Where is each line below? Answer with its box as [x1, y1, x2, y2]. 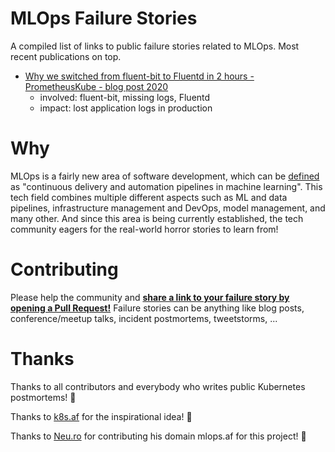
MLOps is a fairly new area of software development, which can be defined [10, 170, 320, 182]
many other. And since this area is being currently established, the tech [10, 212, 304, 224]
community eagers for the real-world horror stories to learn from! [10, 223, 279, 235]
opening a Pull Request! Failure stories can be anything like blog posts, [10, 302, 305, 314]
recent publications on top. [10, 50, 122, 62]
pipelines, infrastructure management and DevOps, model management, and [10, 202, 326, 214]
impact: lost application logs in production [39, 102, 213, 114]
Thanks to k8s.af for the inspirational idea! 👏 [10, 410, 193, 422]
